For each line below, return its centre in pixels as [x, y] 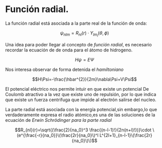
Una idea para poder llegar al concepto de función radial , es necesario [78, 45]
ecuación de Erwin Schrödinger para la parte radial [59, 120]
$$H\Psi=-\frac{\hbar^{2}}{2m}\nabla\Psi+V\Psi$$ [85, 80]
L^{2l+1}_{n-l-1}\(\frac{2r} [126, 135]
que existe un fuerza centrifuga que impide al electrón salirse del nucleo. [81, 100]
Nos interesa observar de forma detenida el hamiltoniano [64, 69]
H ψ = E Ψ [85, 60]
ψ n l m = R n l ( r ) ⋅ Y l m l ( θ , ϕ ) [85, 34]
